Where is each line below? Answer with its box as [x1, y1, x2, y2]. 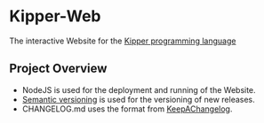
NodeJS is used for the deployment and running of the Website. [21, 84, 256, 95]
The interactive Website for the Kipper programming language [9, 35, 236, 46]
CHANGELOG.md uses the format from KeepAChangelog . [21, 104, 233, 114]
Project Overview [9, 61, 108, 76]
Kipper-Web [9, 6, 101, 27]
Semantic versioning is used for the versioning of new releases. [21, 94, 255, 104]
